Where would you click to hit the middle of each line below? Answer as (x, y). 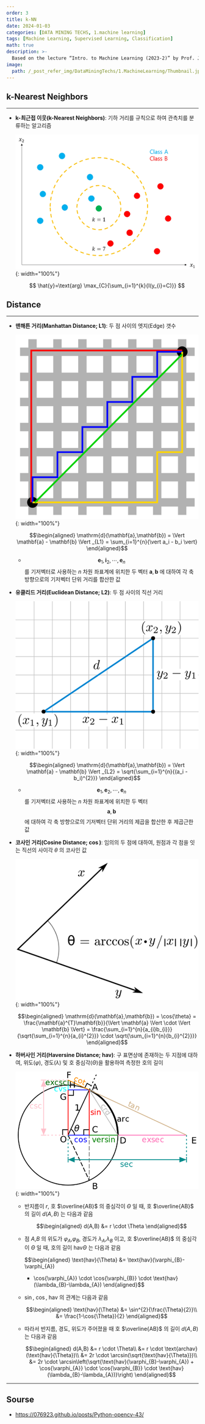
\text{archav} (181, 1349)
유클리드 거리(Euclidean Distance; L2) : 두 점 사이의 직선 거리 (89, 593)
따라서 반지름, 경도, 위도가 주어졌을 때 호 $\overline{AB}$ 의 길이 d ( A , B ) (111, 1329)
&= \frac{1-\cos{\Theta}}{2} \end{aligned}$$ (112, 1316)
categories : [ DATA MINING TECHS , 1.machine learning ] (76, 32)
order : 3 (17, 13)
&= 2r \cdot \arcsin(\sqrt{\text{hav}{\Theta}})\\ (139, 1355)
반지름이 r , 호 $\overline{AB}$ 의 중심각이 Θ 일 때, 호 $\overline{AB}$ (109, 1206)
